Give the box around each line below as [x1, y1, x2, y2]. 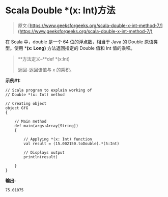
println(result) [23, 154, 58, 159]
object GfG [5, 105, 29, 110]
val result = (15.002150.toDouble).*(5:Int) [23, 141, 120, 146]
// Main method [14, 119, 47, 124]
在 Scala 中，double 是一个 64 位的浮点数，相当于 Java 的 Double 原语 [5, 39, 154, 45]
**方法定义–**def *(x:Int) [17, 55, 70, 62]
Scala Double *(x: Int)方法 [5, 5, 116, 16]
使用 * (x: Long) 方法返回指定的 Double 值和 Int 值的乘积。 [14, 45, 135, 51]
